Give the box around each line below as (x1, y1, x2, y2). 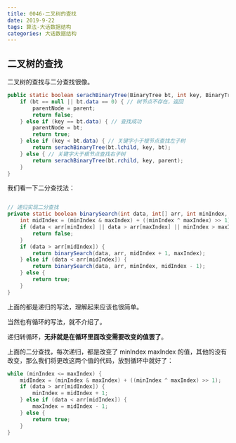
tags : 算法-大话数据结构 (7, 23, 72, 30)
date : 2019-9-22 (7, 17, 55, 24)
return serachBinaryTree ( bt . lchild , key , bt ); (32, 144, 171, 151)
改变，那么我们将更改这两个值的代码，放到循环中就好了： (7, 356, 173, 364)
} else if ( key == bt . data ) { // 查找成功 (20, 117, 142, 125)
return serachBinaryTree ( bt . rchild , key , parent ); (32, 157, 184, 164)
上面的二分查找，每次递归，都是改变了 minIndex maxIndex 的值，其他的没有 (7, 347, 227, 356)
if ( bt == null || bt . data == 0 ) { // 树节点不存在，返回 (20, 98, 184, 105)
